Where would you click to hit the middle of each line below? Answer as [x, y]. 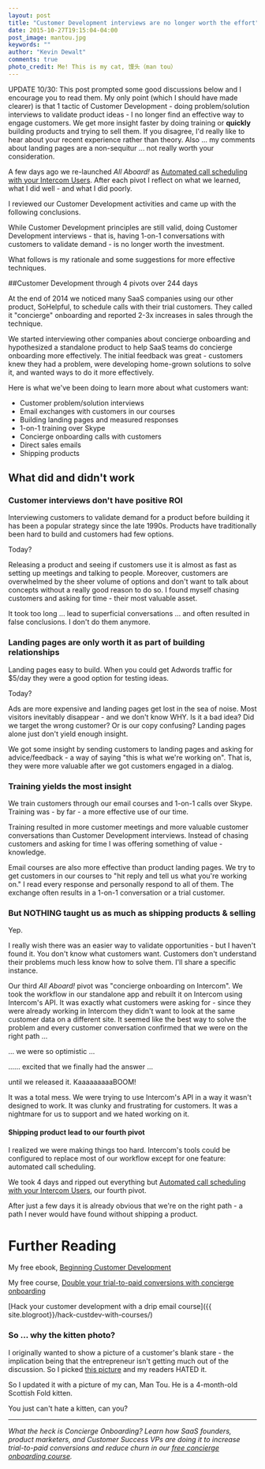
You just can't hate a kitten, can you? [68, 1408]
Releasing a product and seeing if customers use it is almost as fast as [123, 565]
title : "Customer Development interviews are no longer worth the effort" [134, 23]
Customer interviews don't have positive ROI [95, 500]
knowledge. [27, 852]
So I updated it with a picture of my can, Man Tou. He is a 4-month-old [123, 1385]
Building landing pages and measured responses [99, 420]
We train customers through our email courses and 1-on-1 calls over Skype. [131, 804]
